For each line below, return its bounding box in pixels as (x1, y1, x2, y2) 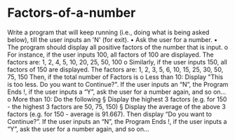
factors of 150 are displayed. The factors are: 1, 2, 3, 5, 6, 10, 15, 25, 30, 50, (7, 65, 224, 73)
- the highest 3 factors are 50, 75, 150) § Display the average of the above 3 (7, 102, 226, 111)
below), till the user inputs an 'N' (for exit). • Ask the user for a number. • (7, 35, 218, 43)
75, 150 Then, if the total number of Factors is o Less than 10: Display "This (7, 72, 224, 81)
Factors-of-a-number (7, 5, 136, 21)
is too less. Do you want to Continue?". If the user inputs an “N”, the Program (7, 80, 229, 88)
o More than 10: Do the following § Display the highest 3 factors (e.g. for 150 (7, 94, 227, 103)
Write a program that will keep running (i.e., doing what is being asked (7, 28, 210, 36)
